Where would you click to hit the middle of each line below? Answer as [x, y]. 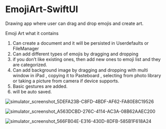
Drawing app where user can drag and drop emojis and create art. [74, 23]
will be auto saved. [32, 91]
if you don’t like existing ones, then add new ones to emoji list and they [87, 59]
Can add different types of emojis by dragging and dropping [75, 54]
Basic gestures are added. [40, 86]
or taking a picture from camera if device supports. [66, 81]
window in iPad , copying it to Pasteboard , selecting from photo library [87, 75]
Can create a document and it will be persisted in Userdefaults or [80, 43]
